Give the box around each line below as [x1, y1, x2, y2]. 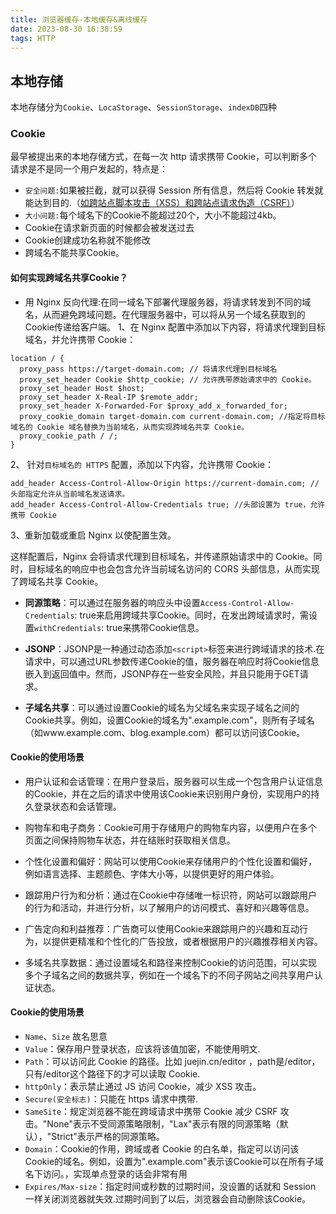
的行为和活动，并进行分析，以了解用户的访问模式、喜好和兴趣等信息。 [24, 901, 315, 913]
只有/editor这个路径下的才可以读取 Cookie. [24, 1068, 201, 1080]
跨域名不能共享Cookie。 [24, 247, 125, 259]
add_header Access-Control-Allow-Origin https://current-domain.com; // [10, 478, 320, 488]
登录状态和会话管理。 [33, 800, 122, 812]
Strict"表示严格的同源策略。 [51, 1131, 165, 1143]
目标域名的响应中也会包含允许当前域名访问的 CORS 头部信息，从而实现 [27, 562, 320, 575]
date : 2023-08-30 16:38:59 [10, 24, 123, 34]
